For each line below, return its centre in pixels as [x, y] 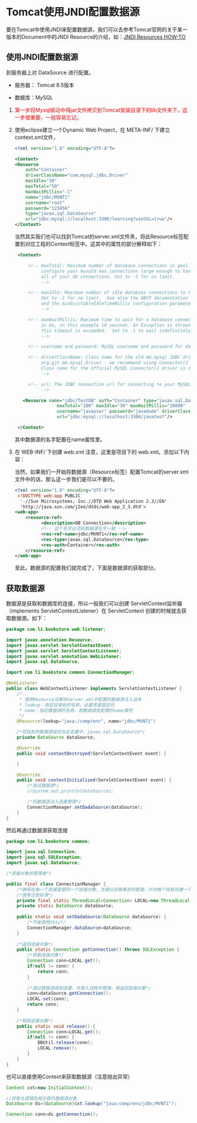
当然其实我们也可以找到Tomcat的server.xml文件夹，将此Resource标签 [99, 236]
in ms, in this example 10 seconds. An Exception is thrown [116, 325]
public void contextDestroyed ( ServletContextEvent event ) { [91, 754]
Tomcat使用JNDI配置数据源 [73, 12]
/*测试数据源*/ [43, 786]
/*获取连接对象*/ [46, 955]
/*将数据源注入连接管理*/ [54, 802]
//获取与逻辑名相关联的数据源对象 [42, 1098]
